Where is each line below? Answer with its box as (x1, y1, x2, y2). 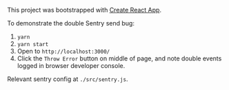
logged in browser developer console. (17, 62, 126, 69)
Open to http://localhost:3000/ (17, 47, 110, 55)
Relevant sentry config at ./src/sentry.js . (7, 75, 128, 83)
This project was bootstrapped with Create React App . (7, 6, 162, 14)
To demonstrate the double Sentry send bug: (7, 19, 135, 27)
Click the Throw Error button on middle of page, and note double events (17, 54, 222, 63)
